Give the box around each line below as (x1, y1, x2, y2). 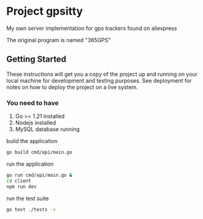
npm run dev (6, 184, 37, 190)
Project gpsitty (6, 4, 83, 18)
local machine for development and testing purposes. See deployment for (6, 76, 192, 84)
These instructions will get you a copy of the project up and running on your (6, 70, 197, 78)
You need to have (6, 98, 59, 107)
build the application (6, 138, 58, 145)
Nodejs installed (15, 119, 56, 127)
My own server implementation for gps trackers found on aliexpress (6, 24, 177, 32)
